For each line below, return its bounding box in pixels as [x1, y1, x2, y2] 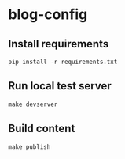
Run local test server [8, 79, 112, 93]
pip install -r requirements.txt [8, 58, 118, 66]
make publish [8, 142, 51, 151]
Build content [8, 122, 75, 135]
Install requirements [8, 37, 109, 51]
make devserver [8, 100, 58, 108]
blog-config [8, 6, 88, 24]
